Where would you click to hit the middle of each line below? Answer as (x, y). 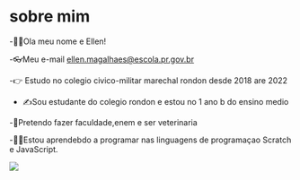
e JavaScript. (34, 149)
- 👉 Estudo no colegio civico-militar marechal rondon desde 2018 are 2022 (149, 80)
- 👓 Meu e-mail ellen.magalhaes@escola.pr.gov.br (102, 59)
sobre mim (50, 17)
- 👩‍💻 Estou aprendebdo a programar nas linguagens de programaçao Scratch (150, 140)
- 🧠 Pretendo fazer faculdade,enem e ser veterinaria (103, 122)
